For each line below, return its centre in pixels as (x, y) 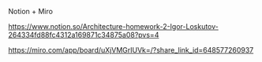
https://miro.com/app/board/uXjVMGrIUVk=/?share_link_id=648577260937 (131, 50)
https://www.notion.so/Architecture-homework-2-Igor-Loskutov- (113, 26)
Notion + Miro (31, 11)
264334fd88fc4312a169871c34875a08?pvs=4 (84, 35)
